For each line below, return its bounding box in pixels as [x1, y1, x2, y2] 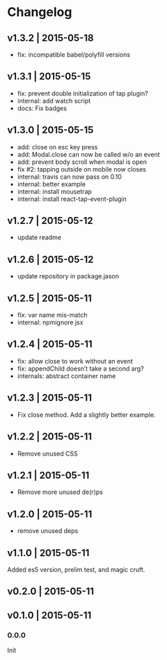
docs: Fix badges [17, 104, 67, 112]
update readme [17, 233, 61, 241]
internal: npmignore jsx [17, 318, 83, 327]
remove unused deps [17, 527, 79, 535]
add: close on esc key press [17, 142, 98, 151]
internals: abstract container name [17, 371, 116, 380]
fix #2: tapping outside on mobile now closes [17, 165, 146, 173]
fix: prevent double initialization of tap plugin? [17, 89, 148, 98]
